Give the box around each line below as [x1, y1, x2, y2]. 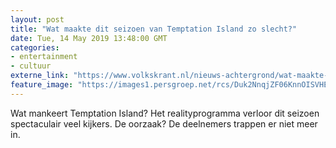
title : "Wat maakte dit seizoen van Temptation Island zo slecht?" [10, 24, 298, 34]
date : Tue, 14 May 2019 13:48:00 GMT [10, 33, 168, 43]
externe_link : [10, 71, 70, 81]
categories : [10, 42, 60, 53]
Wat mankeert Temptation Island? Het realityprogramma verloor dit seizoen [10, 107, 320, 119]
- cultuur [10, 61, 52, 71]
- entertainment [10, 52, 78, 62]
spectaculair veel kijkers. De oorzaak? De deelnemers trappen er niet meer [10, 117, 318, 130]
